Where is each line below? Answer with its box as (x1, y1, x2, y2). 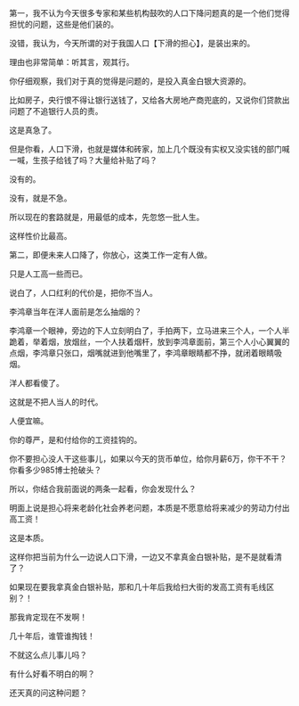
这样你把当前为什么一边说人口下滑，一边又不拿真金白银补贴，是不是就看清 (9, 552, 282, 562)
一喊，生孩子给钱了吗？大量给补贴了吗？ (9, 155, 158, 165)
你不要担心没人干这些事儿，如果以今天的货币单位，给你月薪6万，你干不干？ (9, 454, 287, 464)
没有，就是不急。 (9, 193, 72, 203)
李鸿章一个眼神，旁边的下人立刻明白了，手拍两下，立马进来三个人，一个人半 (9, 325, 290, 336)
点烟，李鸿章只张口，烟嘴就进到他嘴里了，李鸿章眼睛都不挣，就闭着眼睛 (9, 348, 274, 358)
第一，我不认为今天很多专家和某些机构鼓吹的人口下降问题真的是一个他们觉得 (9, 8, 290, 18)
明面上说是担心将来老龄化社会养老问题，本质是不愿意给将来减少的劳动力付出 (9, 503, 290, 513)
